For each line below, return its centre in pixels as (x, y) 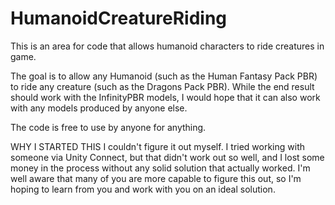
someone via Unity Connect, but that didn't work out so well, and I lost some (167, 157)
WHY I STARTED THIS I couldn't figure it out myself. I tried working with (158, 146)
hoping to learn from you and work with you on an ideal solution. (143, 189)
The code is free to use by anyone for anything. (108, 127)
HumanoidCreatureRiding (119, 18)
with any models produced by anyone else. (99, 108)
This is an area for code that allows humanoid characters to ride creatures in (167, 46)
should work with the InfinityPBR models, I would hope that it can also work (165, 97)
